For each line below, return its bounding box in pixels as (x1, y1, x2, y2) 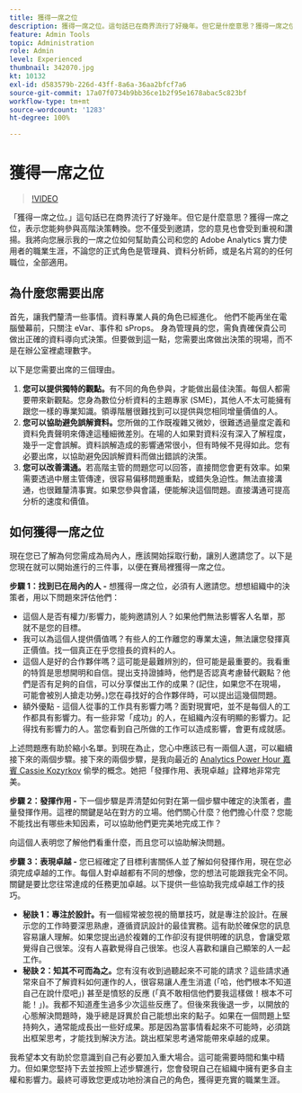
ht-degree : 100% (9, 113, 70, 122)
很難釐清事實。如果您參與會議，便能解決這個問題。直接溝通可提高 (46, 484, 290, 495)
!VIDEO (31, 193, 58, 204)
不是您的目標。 (30, 622, 86, 632)
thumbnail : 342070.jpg (9, 64, 94, 73)
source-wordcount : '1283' (9, 105, 106, 114)
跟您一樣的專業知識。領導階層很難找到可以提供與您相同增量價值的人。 (22, 406, 283, 417)
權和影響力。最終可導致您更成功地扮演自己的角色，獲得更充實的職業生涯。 (9, 1074, 285, 1085)
